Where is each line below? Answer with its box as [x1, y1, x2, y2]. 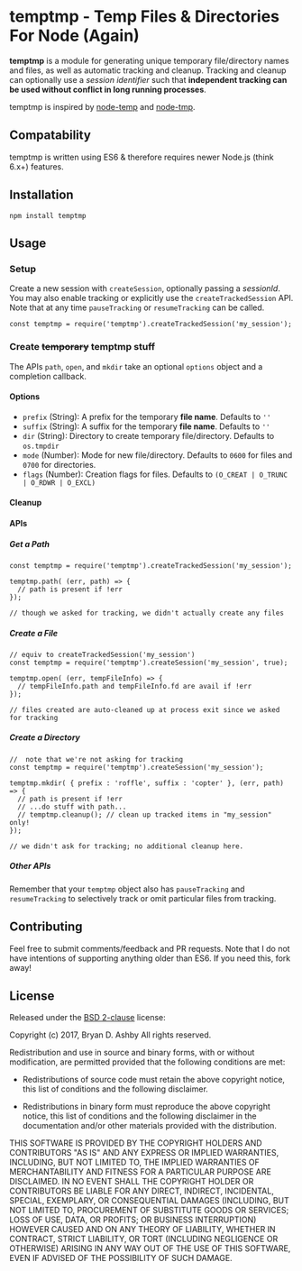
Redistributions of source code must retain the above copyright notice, [22, 1074, 286, 1085]
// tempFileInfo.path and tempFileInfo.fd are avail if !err [17, 681, 252, 690]
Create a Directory [9, 732, 81, 743]
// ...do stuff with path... [17, 802, 127, 811]
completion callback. [9, 370, 87, 381]
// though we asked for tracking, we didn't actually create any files [9, 608, 284, 617]
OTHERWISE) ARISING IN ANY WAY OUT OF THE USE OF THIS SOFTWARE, [9, 1243, 291, 1254]
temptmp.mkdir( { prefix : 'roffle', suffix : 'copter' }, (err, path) [9, 778, 284, 788]
